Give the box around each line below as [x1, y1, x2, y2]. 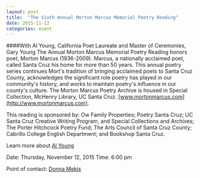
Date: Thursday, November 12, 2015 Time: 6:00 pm [6, 154, 132, 161]
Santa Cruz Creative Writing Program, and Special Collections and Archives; [6, 118, 195, 125]
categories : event [6, 25, 52, 32]
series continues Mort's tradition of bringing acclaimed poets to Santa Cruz [6, 67, 193, 75]
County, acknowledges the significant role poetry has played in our [6, 74, 172, 81]
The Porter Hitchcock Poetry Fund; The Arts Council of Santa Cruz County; [6, 124, 192, 131]
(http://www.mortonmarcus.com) [6, 100, 88, 107]
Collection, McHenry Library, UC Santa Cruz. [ [6, 93, 121, 100]
